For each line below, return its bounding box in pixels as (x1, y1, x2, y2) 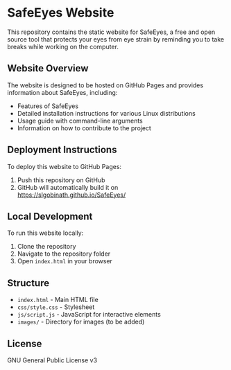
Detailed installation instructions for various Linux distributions (17, 109, 196, 117)
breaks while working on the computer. (7, 42, 119, 51)
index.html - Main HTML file (17, 296, 99, 304)
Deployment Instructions (7, 144, 117, 156)
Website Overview (7, 62, 89, 74)
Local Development (7, 210, 93, 222)
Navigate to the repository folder (17, 249, 111, 258)
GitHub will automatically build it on (17, 183, 119, 191)
